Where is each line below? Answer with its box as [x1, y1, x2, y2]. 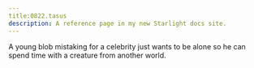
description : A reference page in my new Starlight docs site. [8, 19, 227, 28]
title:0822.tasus [8, 11, 67, 20]
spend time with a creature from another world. [8, 50, 166, 60]
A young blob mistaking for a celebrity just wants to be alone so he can [8, 41, 246, 51]
